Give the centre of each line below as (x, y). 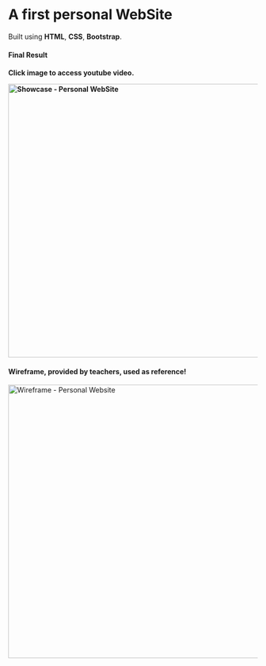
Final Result (28, 55)
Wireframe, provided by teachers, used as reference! (97, 371)
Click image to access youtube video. (71, 73)
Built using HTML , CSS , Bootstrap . (65, 36)
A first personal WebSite (90, 15)
